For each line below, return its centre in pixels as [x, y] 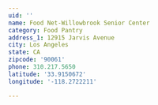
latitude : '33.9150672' [47, 74]
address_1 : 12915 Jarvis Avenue [61, 37]
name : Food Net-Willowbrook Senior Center [79, 23]
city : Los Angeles [38, 45]
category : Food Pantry [45, 30]
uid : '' [21, 15]
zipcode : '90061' [37, 60]
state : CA [24, 52]
